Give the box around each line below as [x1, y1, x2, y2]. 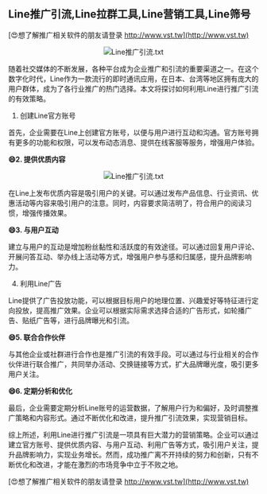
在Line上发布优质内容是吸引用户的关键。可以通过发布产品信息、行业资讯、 [8, 188, 252, 197]
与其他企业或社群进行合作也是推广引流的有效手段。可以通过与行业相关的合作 [8, 349, 259, 359]
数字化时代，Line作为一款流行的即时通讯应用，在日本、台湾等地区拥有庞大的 [8, 74, 259, 84]
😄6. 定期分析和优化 [8, 386, 73, 395]
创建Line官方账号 [19, 111, 76, 120]
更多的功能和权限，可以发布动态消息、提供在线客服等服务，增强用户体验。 [14, 138, 259, 147]
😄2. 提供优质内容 [8, 154, 66, 164]
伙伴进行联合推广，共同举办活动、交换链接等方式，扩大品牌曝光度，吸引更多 [8, 359, 259, 368]
